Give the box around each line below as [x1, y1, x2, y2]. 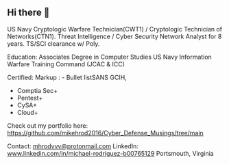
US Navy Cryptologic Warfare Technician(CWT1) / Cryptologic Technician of [7, 25, 223, 33]
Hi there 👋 [7, 7, 50, 18]
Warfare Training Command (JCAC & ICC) [7, 59, 125, 68]
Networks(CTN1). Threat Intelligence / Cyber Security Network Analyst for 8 [7, 32, 222, 40]
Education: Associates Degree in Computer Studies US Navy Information [7, 53, 213, 61]
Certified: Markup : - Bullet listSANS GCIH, [7, 73, 127, 81]
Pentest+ [16, 94, 43, 102]
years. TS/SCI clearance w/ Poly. [7, 39, 100, 48]
